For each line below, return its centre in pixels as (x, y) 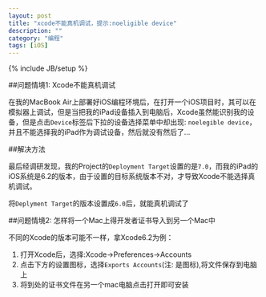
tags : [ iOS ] (28, 46)
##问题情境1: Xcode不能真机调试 (62, 85)
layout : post (30, 16)
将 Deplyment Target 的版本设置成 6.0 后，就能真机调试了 (99, 203)
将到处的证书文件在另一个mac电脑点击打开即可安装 (104, 285)
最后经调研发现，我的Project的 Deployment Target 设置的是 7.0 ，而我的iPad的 (133, 166)
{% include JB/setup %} (48, 68)
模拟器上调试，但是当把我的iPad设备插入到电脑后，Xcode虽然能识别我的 (128, 112)
